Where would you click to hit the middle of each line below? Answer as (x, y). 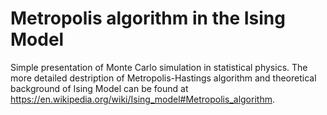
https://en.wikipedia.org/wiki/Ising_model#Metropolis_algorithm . (142, 99)
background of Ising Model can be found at (99, 88)
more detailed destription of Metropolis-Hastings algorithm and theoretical (163, 78)
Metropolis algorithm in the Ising (148, 18)
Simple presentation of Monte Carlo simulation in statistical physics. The (159, 67)
